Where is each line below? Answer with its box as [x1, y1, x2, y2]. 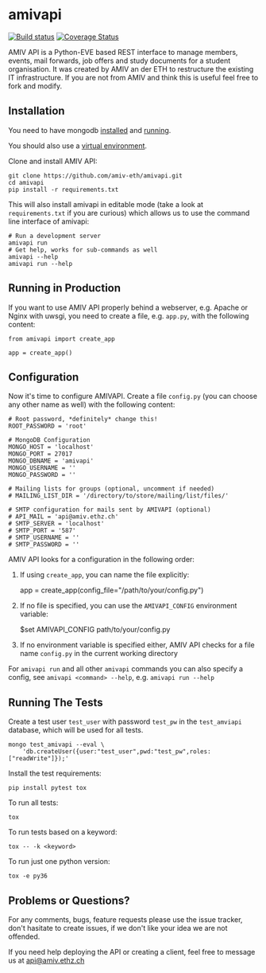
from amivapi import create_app [8, 334, 115, 343]
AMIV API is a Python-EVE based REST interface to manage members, [8, 47, 238, 57]
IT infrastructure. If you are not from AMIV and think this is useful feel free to [8, 72, 259, 82]
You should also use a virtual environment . [8, 141, 148, 150]
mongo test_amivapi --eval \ [8, 740, 105, 749]
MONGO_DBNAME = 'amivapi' [8, 457, 94, 465]
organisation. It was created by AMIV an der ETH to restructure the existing [8, 64, 254, 73]
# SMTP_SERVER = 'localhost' [8, 520, 105, 528]
